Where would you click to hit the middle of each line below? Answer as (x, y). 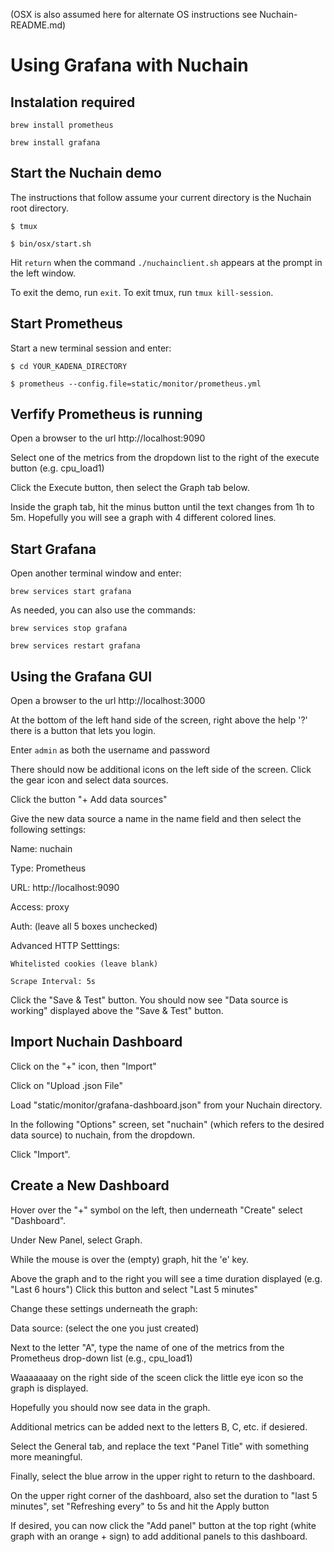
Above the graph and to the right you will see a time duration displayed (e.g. (166, 1278)
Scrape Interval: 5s (53, 982)
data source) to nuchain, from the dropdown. (102, 1135)
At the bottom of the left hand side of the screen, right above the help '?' (159, 720)
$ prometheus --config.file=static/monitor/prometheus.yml (136, 384)
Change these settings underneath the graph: (104, 1308)
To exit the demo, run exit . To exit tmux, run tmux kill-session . (142, 292)
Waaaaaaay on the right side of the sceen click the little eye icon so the (157, 1377)
